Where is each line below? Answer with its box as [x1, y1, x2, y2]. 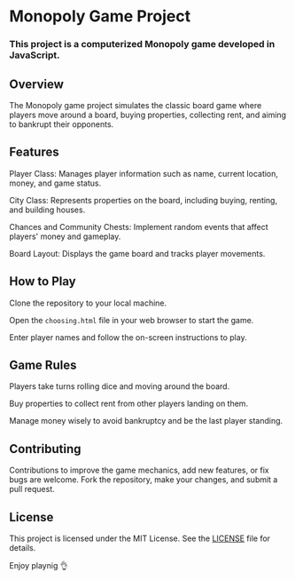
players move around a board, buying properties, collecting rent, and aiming [9, 109, 286, 120]
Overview [9, 76, 65, 91]
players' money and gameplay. [9, 231, 121, 242]
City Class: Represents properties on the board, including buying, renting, [9, 195, 277, 205]
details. [9, 542, 36, 552]
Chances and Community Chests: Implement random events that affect [9, 221, 268, 232]
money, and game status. [9, 178, 102, 188]
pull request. [9, 484, 55, 495]
